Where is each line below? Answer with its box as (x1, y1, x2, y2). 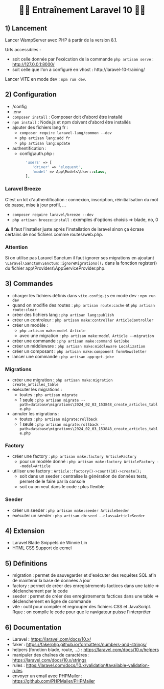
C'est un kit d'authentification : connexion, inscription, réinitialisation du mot (5, 196, 158, 202)
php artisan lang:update (19, 141, 70, 146)
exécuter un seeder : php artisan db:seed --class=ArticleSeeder (12, 512, 145, 518)
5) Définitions (5, 559, 47, 567)
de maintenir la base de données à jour (12, 578, 91, 584)
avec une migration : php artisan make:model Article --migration (19, 332, 154, 339)
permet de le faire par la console (19, 478, 86, 484)
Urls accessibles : (5, 47, 41, 52)
